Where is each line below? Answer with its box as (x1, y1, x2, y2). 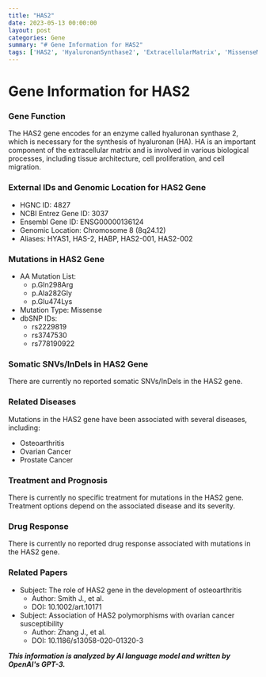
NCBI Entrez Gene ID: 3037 (19, 208, 109, 218)
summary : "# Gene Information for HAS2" (8, 41, 144, 49)
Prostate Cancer (19, 455, 74, 464)
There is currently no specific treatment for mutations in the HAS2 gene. (8, 493, 244, 502)
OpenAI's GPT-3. (8, 659, 66, 669)
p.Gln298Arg (31, 280, 74, 290)
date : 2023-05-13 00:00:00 (8, 19, 97, 27)
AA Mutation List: (19, 272, 77, 281)
